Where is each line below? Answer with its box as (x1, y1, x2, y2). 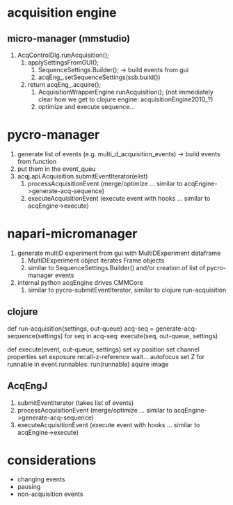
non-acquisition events (17, 490, 83, 498)
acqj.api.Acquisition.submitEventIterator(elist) (17, 172, 148, 180)
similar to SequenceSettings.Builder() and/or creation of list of (27, 263, 206, 272)
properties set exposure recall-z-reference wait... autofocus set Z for (7, 352, 205, 361)
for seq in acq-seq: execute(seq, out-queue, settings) (64, 331, 218, 340)
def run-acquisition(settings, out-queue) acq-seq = (7, 324, 154, 333)
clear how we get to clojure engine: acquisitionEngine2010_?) (38, 95, 214, 104)
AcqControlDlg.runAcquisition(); (17, 51, 110, 59)
